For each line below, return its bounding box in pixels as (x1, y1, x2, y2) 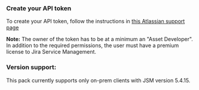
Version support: (6, 63, 57, 72)
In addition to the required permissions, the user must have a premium (6, 42, 179, 49)
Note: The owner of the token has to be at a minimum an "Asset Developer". (6, 36, 193, 43)
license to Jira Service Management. (6, 48, 97, 55)
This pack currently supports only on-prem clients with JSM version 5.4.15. (6, 76, 191, 84)
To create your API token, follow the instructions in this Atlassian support (6, 18, 185, 25)
